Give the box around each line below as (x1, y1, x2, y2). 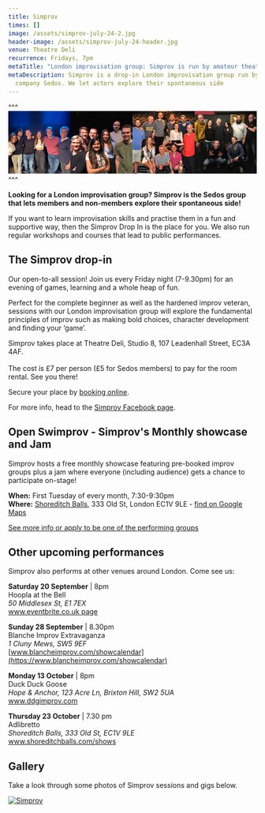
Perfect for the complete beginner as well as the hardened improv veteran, (8, 298, 251, 307)
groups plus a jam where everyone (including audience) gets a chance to (8, 466, 245, 477)
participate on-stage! (8, 475, 77, 485)
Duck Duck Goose (8, 680, 67, 689)
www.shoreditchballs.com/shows (8, 736, 117, 746)
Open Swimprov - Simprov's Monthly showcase (8, 425, 248, 439)
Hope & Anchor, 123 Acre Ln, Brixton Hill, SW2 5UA (8, 687, 175, 698)
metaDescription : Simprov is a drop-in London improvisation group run (8, 71, 248, 79)
